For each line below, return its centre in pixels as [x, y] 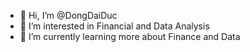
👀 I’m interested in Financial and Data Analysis [114, 26]
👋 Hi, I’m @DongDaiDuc [68, 15]
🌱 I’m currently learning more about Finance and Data [130, 36]
